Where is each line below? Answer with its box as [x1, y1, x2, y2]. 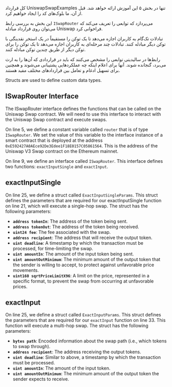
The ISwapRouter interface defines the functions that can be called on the [5, 105, 161, 112]
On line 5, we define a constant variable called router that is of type [5, 126, 148, 133]
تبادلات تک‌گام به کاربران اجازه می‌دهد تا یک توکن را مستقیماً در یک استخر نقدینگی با [5, 36, 163, 41]
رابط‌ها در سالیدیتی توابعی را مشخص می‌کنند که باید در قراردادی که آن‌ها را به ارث [5, 56, 160, 62]
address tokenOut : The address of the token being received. [12, 223, 139, 230]
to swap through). [12, 343, 51, 350]
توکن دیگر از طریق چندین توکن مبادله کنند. [5, 47, 86, 52]
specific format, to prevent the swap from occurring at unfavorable [12, 278, 154, 284]
